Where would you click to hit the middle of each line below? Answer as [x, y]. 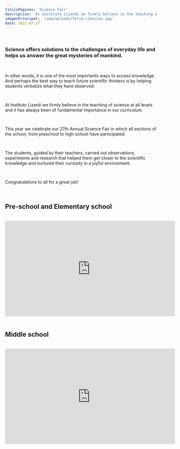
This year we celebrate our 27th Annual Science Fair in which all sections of [81, 129]
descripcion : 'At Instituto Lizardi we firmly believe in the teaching [79, 14]
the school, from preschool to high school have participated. [65, 134]
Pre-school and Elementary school [58, 206]
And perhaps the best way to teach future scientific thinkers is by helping [78, 81]
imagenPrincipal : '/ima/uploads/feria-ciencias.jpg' [59, 18]
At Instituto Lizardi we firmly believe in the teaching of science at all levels [79, 104]
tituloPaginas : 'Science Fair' [37, 9]
